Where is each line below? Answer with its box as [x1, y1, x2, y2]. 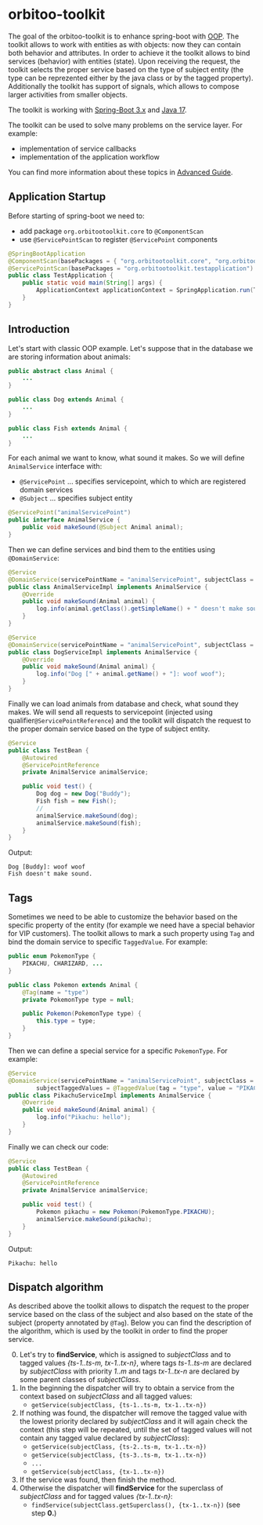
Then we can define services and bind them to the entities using [8, 544, 215, 554]
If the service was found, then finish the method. [19, 1475, 177, 1485]
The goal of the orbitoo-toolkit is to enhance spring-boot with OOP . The [8, 31, 240, 41]
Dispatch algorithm [8, 1280, 104, 1293]
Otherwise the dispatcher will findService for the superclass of [19, 1483, 224, 1493]
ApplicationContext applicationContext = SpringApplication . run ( [36, 287, 254, 294]
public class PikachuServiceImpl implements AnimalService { [8, 1092, 212, 1099]
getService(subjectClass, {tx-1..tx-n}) [31, 1468, 165, 1476]
